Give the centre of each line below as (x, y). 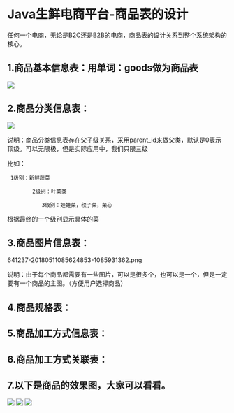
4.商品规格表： (39, 307)
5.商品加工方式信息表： (58, 334)
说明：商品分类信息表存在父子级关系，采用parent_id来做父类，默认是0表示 (115, 140)
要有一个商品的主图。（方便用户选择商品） (67, 283)
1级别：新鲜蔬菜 (30, 178)
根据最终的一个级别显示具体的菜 (53, 219)
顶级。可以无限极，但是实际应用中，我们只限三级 (78, 148)
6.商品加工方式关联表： (58, 360)
